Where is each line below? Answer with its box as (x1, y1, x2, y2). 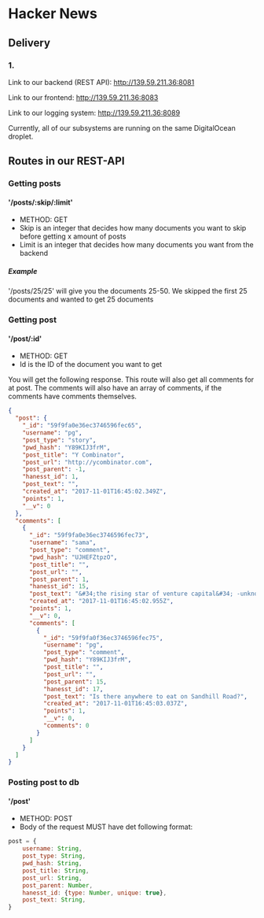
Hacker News (8, 5, 98, 23)
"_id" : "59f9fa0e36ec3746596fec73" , (28, 531, 149, 539)
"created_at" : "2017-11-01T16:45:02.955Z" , (28, 598, 174, 605)
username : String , (22, 845, 82, 853)
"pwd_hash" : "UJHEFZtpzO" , (28, 553, 118, 561)
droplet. (8, 131, 34, 141)
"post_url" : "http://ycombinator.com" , (22, 458, 153, 466)
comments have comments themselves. (8, 391, 137, 402)
